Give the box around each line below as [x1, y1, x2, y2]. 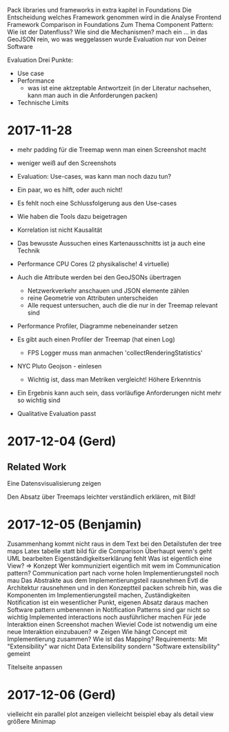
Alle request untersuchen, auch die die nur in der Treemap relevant [27, 301, 219, 309]
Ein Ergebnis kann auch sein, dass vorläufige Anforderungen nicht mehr [17, 388, 222, 397]
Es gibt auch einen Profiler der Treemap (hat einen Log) [17, 335, 176, 344]
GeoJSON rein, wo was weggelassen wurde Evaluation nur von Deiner [7, 35, 207, 43]
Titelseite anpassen [7, 662, 63, 671]
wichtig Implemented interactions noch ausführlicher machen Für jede [7, 613, 207, 621]
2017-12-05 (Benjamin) [7, 517, 142, 533]
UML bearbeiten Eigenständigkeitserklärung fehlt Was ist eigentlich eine [7, 554, 212, 562]
